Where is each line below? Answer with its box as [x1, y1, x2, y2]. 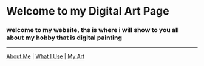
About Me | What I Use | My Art [6, 53, 85, 60]
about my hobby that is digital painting [6, 33, 123, 42]
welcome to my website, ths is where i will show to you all [6, 26, 179, 35]
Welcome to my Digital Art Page [6, 4, 169, 18]
